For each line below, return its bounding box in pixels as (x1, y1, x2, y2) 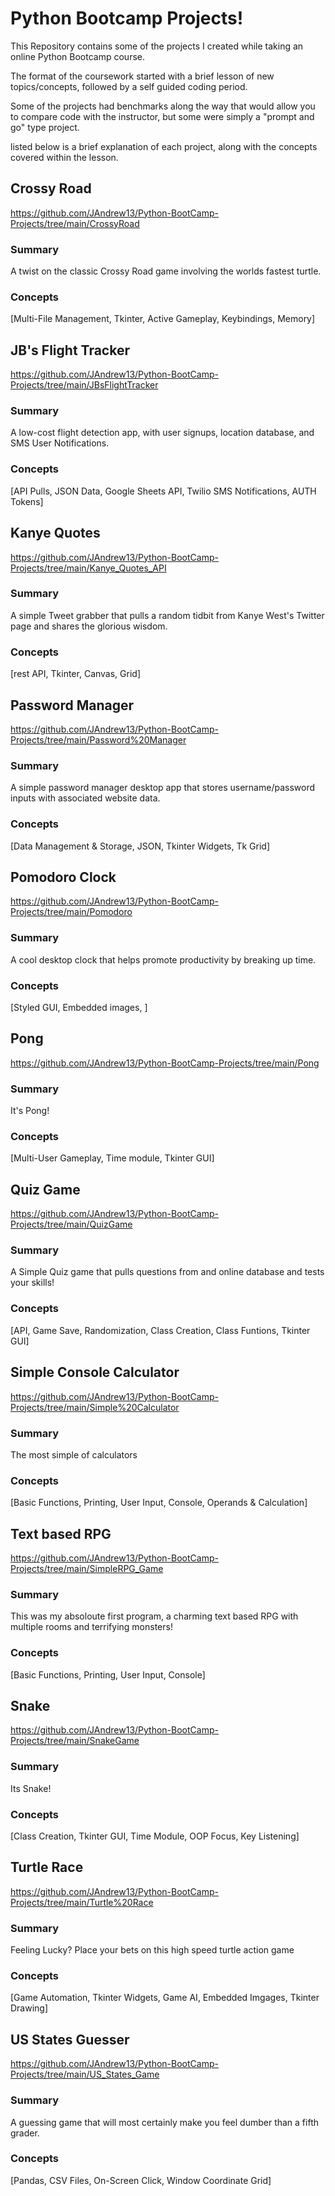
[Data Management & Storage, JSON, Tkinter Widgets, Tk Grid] (10, 840, 271, 852)
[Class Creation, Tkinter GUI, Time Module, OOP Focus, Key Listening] (10, 1830, 300, 1842)
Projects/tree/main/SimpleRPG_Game (10, 1563, 164, 1574)
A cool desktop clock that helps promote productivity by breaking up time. (10, 953, 317, 966)
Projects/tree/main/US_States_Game (10, 2068, 160, 2081)
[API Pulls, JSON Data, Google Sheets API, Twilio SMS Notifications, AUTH (10, 485, 317, 497)
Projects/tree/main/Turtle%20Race (10, 1896, 154, 1908)
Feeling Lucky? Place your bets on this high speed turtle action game (10, 1944, 295, 1956)
